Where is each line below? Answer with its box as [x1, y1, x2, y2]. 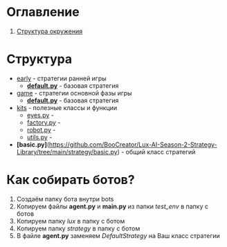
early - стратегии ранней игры [16, 74, 107, 82]
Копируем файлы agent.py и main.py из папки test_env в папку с [16, 202, 209, 210]
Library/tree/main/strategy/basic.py [16, 147, 118, 156]
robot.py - [26, 125, 56, 134]
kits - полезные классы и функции [16, 103, 118, 111]
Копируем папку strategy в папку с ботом [16, 224, 140, 232]
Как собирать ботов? [6, 172, 136, 187]
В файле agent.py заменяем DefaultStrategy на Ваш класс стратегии [16, 231, 221, 239]
